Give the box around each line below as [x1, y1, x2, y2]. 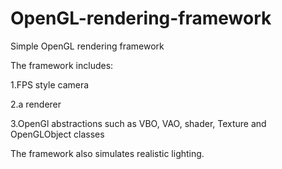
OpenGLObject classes [10, 128, 105, 140]
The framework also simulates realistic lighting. [10, 147, 205, 159]
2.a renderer [10, 98, 62, 110]
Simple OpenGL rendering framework [10, 40, 165, 52]
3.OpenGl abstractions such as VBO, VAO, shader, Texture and [10, 117, 267, 129]
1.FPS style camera [10, 78, 90, 91]
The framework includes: [10, 59, 114, 71]
